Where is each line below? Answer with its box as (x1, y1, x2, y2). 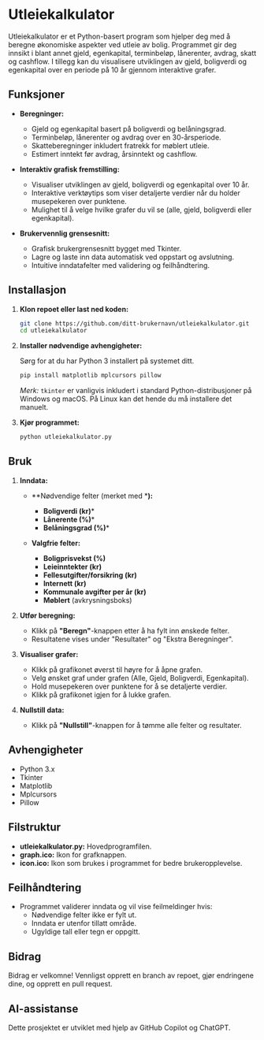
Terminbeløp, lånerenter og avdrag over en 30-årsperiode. (31, 132, 222, 142)
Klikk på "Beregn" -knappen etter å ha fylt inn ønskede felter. (31, 626, 230, 635)
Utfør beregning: (19, 611, 76, 620)
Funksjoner (8, 88, 65, 102)
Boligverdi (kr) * (43, 506, 95, 515)
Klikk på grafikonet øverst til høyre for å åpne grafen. (31, 664, 203, 674)
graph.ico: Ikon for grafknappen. (19, 849, 128, 860)
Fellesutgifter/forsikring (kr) (43, 570, 138, 580)
